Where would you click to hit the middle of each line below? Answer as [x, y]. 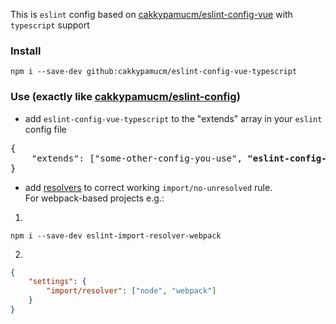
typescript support [50, 25]
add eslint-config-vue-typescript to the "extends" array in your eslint [173, 118]
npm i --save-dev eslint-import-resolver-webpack [116, 235]
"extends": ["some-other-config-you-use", [137, 158]
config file [45, 129]
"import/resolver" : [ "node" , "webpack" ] [131, 291]
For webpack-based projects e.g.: [94, 198]
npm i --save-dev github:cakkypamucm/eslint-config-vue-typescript [154, 72]
